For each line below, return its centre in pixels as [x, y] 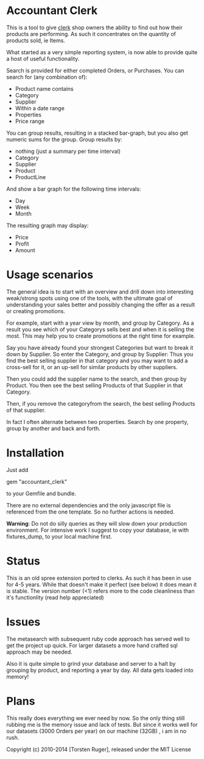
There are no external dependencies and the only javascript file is [89, 505]
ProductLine [30, 177]
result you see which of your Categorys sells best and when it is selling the [100, 329]
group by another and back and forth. [53, 428]
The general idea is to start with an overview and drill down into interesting [100, 291]
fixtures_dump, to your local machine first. [59, 536]
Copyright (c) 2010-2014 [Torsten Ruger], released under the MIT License [99, 749]
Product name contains [44, 88]
